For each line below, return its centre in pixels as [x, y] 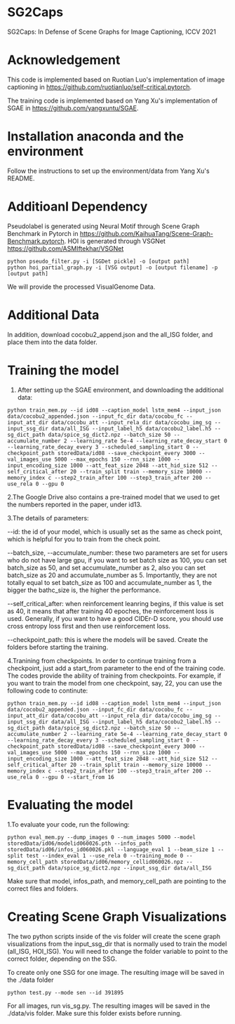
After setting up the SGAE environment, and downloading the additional [121, 390]
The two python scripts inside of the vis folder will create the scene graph [114, 936]
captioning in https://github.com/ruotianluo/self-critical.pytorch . [100, 87]
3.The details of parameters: [48, 518]
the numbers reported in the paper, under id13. [75, 504]
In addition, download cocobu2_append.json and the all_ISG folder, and [110, 334]
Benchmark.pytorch [36, 241]
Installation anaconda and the [96, 137]
